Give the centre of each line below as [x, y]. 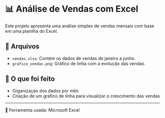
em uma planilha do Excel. [31, 31]
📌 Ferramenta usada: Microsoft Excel [42, 110]
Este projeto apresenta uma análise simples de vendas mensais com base [80, 26]
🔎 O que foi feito [30, 79]
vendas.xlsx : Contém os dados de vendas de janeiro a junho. [74, 58]
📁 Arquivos [22, 47]
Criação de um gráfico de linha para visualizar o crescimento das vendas [86, 96]
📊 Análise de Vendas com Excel [72, 9]
